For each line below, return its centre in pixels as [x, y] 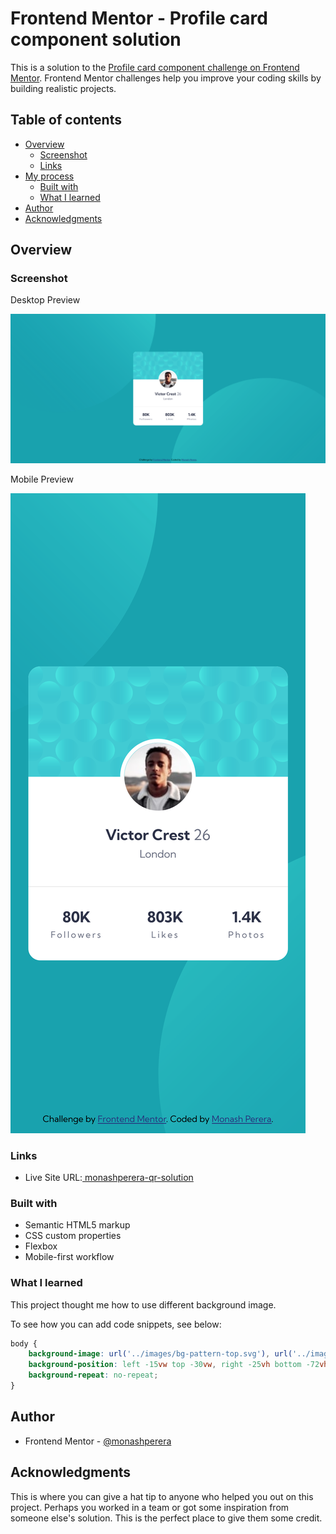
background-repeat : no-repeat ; [93, 1375]
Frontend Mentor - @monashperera [98, 1441]
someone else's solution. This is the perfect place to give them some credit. [166, 1518]
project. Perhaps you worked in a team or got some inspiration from [150, 1507]
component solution [96, 39]
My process [49, 176]
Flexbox [41, 1246]
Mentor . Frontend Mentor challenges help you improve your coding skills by [166, 78]
